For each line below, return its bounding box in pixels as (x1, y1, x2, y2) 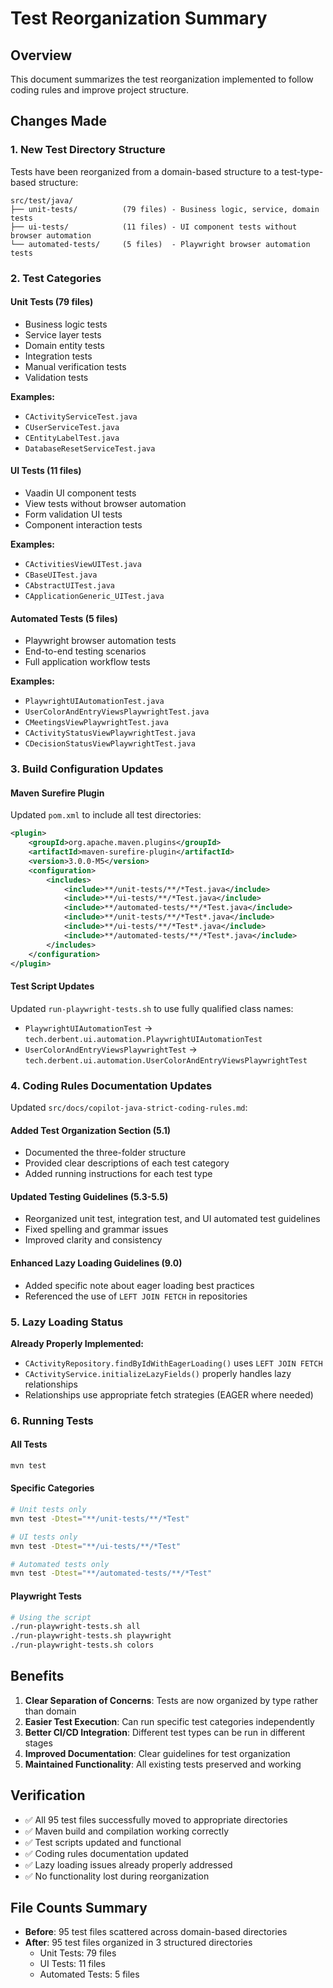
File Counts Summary (10, 1900, 148, 1917)
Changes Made (10, 113, 107, 130)
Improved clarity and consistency (24, 1234, 163, 1246)
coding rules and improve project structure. (10, 84, 189, 96)
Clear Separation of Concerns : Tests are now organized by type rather (24, 1694, 319, 1706)
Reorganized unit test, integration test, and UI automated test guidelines (24, 1213, 321, 1225)
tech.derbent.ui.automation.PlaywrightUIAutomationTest (24, 1034, 263, 1044)
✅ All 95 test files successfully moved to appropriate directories (24, 1813, 288, 1826)
